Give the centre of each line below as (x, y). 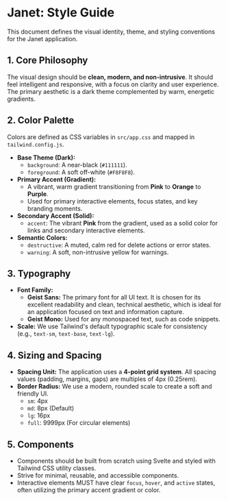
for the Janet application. (42, 38)
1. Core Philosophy (48, 61)
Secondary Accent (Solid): (55, 216)
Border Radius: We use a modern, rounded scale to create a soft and (114, 387)
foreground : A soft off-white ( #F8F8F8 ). (81, 172)
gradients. (21, 99)
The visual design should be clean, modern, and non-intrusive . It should (110, 77)
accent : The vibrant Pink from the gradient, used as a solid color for (122, 223)
